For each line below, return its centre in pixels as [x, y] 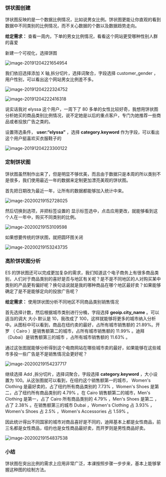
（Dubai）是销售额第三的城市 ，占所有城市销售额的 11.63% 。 [68, 337]
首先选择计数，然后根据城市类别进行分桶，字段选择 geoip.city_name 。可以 [82, 312]
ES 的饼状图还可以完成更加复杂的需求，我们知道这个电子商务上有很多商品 [80, 273]
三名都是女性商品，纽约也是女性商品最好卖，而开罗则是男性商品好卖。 [77, 428]
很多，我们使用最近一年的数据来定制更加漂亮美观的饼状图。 [70, 180]
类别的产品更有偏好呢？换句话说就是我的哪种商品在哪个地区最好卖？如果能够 [83, 285]
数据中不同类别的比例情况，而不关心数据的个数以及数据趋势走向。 [72, 26]
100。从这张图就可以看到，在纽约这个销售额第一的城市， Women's [83, 380]
